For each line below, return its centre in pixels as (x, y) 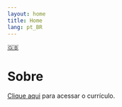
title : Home (25, 21)
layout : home (27, 14)
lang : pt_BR (25, 27)
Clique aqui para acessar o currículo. (61, 96)
